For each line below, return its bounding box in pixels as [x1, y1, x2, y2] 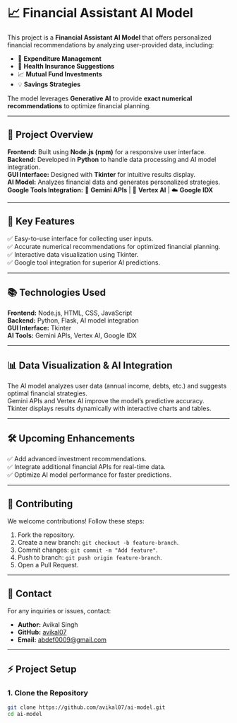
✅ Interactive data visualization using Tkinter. [7, 250, 139, 258]
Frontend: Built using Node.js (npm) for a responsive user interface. [7, 147, 207, 156]
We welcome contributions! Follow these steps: [7, 516, 145, 525]
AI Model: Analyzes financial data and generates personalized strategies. [7, 178, 221, 186]
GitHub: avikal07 [17, 627, 67, 636]
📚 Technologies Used [7, 287, 106, 299]
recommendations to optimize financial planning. [7, 101, 152, 110]
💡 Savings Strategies [17, 80, 81, 88]
